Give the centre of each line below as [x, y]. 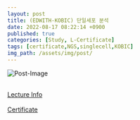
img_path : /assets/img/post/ [50, 54]
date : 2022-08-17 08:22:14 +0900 [56, 27]
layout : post [26, 14]
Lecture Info [25, 94]
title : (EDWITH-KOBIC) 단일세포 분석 [58, 20]
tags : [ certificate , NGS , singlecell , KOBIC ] [70, 47]
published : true [31, 34]
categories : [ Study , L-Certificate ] [61, 40]
